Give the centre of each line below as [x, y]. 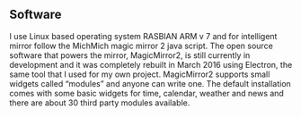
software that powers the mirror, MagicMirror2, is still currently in [130, 55]
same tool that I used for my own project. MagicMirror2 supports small [140, 74]
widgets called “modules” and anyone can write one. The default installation [150, 83]
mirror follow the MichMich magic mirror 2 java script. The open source [142, 46]
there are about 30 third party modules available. [100, 103]
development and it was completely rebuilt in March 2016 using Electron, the [151, 64]
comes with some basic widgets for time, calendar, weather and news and [147, 93]
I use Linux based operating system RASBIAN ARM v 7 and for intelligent [143, 36]
